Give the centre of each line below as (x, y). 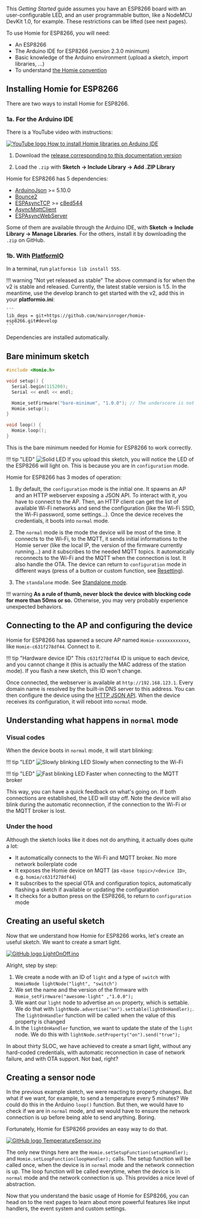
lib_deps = (20, 316)
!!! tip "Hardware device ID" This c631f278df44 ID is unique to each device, (98, 658)
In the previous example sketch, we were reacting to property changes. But (99, 1092)
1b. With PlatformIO (35, 256)
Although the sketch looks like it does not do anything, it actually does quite (100, 839)
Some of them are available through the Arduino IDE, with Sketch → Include (100, 228)
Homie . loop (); (29, 431)
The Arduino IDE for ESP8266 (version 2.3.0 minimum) (82, 51)
